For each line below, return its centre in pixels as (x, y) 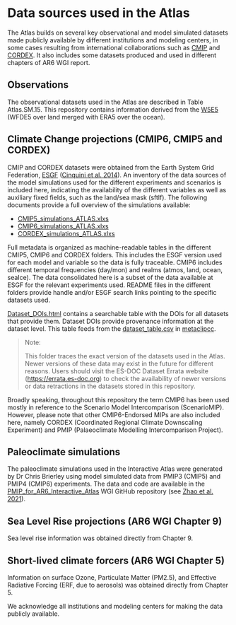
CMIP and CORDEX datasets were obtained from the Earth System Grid (111, 167)
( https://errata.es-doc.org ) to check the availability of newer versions (125, 378)
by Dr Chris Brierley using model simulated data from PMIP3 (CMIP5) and (114, 477)
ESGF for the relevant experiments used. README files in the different (109, 285)
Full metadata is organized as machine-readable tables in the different (109, 247)
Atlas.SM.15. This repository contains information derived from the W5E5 (113, 109)
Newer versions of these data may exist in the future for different (119, 363)
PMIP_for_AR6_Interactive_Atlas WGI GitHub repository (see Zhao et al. (111, 491)
